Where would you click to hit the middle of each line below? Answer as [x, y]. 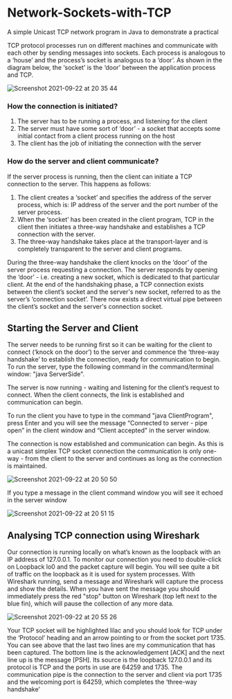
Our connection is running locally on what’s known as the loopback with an [114, 552]
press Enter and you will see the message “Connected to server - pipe [107, 423]
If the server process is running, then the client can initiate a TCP [100, 176]
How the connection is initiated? [63, 106]
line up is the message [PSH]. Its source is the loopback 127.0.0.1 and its [110, 660]
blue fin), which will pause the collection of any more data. [91, 603]
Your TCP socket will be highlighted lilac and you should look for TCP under [115, 630]
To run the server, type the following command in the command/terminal [110, 367]
